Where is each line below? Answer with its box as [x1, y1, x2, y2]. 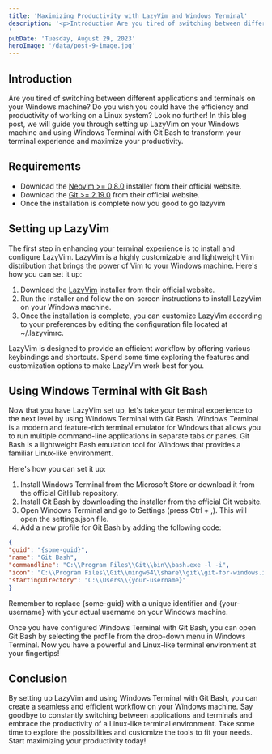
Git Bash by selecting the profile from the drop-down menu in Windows [8, 631, 246, 641]
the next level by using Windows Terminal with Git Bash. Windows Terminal [8, 414, 259, 424]
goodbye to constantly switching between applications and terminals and [8, 710, 253, 720]
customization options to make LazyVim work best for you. [8, 361, 205, 371]
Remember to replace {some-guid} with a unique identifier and [8, 598, 218, 608]
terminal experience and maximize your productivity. [8, 136, 184, 146]
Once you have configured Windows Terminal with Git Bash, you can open [8, 622, 257, 632]
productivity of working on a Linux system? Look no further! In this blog [8, 110, 247, 120]
